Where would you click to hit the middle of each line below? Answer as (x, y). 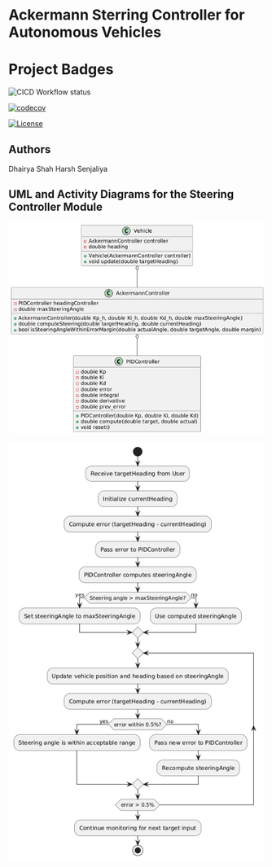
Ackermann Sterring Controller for (127, 15)
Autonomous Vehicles (85, 32)
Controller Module (56, 207)
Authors (30, 149)
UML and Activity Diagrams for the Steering (121, 194)
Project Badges (61, 70)
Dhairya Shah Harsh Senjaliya (58, 169)
